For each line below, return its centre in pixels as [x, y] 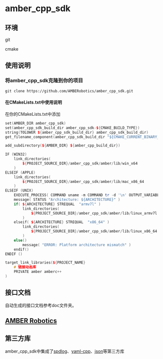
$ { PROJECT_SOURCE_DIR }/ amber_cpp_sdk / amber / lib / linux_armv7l [94, 213]
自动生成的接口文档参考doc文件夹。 [41, 305]
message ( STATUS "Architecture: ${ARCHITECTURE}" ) [67, 200]
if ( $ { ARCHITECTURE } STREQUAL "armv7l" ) [57, 204]
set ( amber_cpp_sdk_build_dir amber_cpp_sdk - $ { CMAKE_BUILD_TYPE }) [72, 128]
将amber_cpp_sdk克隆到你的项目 [44, 81]
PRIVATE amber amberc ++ [38, 272]
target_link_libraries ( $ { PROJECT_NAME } [45, 263]
